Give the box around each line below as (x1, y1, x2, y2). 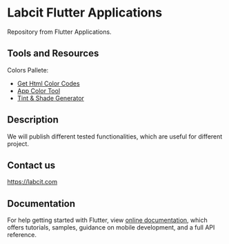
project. (7, 139, 30, 148)
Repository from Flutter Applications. (7, 28, 112, 36)
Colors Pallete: (7, 65, 49, 74)
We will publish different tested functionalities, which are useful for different (7, 132, 223, 141)
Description (7, 114, 59, 125)
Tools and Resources (7, 48, 99, 59)
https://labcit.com (7, 178, 58, 186)
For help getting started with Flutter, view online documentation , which (7, 216, 208, 225)
